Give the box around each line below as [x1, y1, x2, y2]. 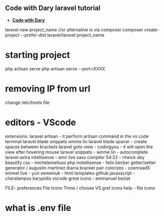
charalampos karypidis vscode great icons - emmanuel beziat [5, 175, 131, 181]
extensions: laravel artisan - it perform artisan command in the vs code [5, 133, 149, 139]
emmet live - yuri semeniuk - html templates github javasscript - [5, 170, 135, 176]
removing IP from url [5, 83, 91, 94]
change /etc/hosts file [5, 99, 50, 106]
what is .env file [5, 202, 71, 214]
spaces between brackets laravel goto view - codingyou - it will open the [5, 144, 153, 150]
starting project [5, 50, 70, 60]
